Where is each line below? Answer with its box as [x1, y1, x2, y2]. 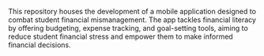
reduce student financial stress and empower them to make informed [8, 32, 233, 41]
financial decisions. [8, 40, 71, 50]
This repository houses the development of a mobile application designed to [8, 7, 257, 16]
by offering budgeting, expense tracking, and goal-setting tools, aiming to [8, 24, 249, 32]
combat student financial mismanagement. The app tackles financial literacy [8, 15, 257, 24]
